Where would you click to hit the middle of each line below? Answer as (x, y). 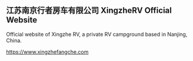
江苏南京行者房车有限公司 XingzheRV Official (89, 11)
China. (14, 40)
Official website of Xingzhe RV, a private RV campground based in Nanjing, (97, 34)
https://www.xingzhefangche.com (47, 52)
